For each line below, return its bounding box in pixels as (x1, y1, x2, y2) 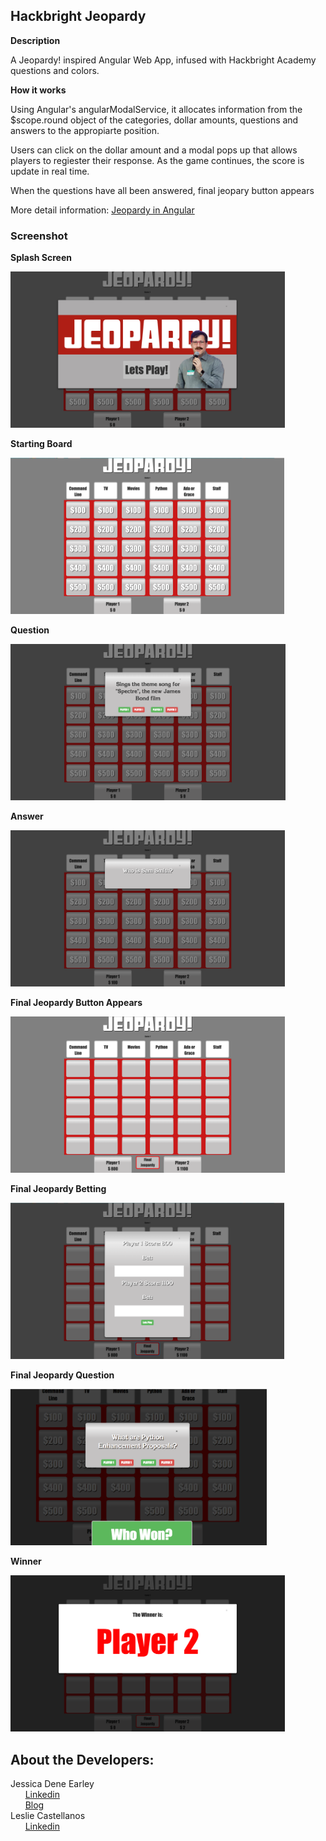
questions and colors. (10, 64, 100, 76)
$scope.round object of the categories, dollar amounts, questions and (10, 114, 299, 126)
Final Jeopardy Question (10, 1369, 115, 1381)
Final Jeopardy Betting (10, 1183, 107, 1195)
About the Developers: (10, 1751, 155, 1768)
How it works (10, 84, 67, 96)
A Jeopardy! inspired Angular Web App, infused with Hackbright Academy (10, 54, 317, 66)
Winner (10, 1555, 42, 1568)
